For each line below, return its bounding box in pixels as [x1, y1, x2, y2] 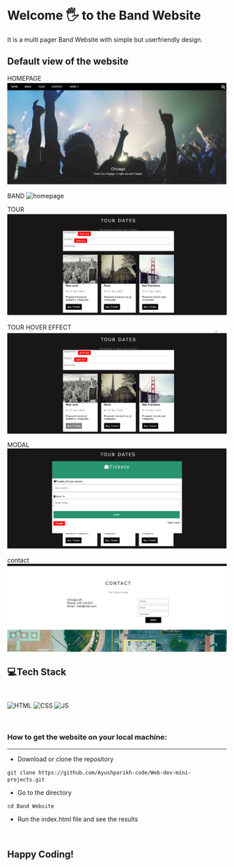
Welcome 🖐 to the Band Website [7, 8, 201, 24]
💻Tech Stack [7, 666, 67, 678]
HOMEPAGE [7, 74, 42, 82]
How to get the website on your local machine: [7, 733, 167, 742]
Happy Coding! [7, 849, 75, 861]
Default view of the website [7, 56, 129, 68]
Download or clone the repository [17, 755, 114, 763]
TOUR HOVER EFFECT [7, 323, 72, 331]
